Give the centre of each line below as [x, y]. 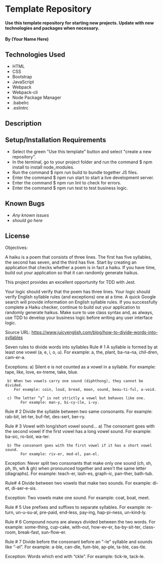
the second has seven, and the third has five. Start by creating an [71, 262]
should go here [27, 221]
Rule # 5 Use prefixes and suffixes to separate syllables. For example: [75, 507]
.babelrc [21, 103]
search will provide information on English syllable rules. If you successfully [81, 302]
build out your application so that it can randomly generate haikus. [72, 273]
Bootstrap [22, 77]
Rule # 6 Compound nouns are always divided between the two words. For [80, 522]
